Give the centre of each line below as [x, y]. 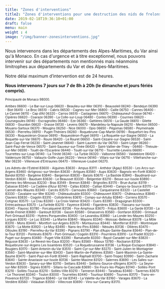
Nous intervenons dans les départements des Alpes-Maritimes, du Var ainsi [82, 51]
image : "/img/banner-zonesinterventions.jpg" [52, 37]
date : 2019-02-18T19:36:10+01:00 [39, 19]
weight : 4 [16, 32]
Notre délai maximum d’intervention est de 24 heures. [59, 76]
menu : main [16, 28]
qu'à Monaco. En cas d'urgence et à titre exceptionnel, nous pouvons [75, 56]
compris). [15, 91]
